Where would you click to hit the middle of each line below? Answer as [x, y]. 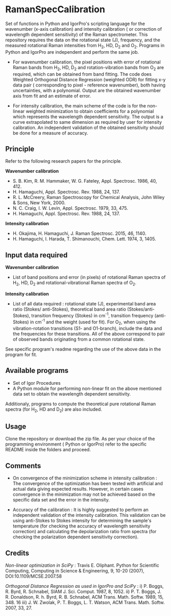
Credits [17, 553]
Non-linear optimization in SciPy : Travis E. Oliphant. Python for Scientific [82, 565]
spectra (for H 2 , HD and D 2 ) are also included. [54, 410]
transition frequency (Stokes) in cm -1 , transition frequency [92, 315]
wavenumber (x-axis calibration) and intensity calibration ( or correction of [84, 29]
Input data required [36, 255]
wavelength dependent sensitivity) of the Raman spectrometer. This [77, 34]
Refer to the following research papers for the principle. [64, 161]
